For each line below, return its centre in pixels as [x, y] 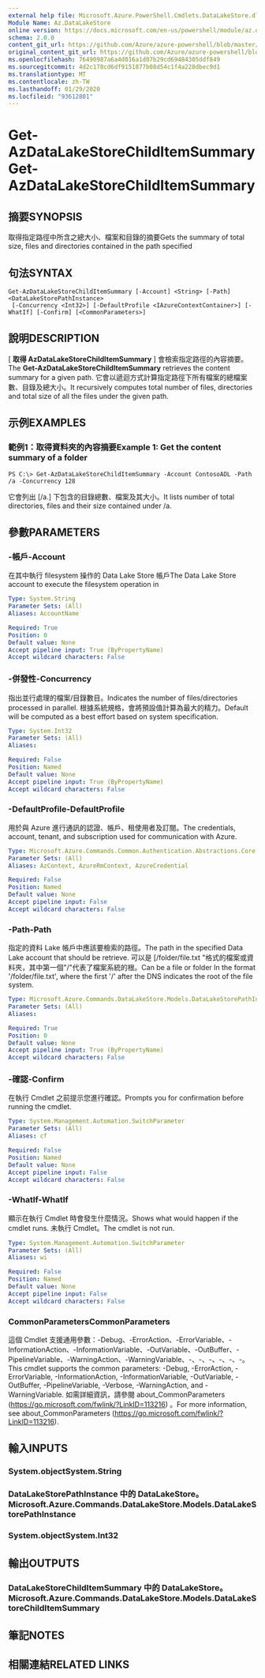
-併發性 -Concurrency [50, 679]
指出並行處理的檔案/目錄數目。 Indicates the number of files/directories [123, 698]
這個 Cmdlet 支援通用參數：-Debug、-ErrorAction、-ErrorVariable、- [120, 1340]
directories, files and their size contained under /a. [90, 506]
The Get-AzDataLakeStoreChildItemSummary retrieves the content [119, 367]
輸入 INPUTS [38, 1448]
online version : [35, 30]
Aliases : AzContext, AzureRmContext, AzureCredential [99, 866]
